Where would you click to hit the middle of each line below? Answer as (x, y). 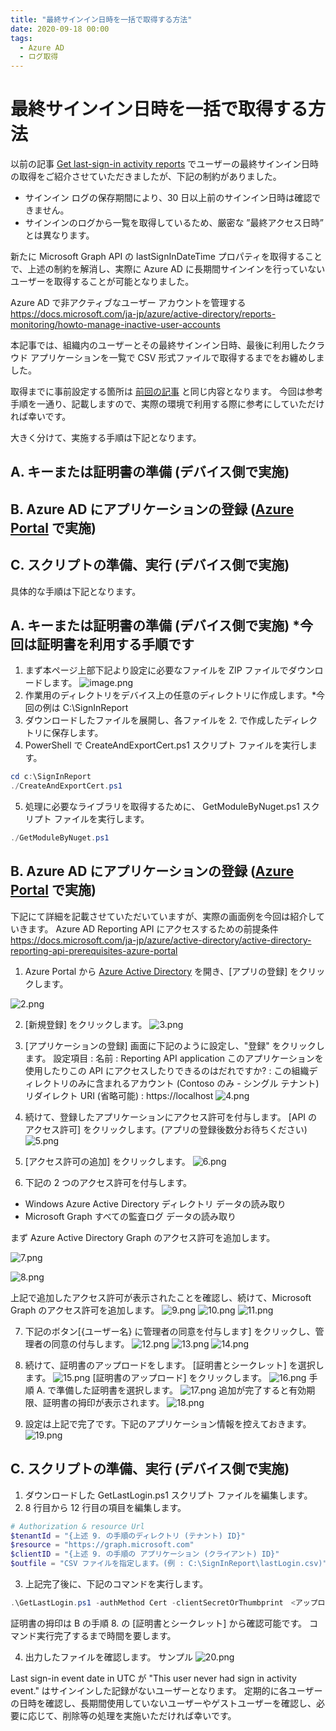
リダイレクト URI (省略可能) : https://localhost (119, 1095)
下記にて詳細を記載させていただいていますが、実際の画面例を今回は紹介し (163, 916)
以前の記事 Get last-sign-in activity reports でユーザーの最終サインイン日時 (165, 164)
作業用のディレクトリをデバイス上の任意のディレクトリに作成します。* (170, 695)
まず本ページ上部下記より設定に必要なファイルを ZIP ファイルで (156, 670)
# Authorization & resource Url (77, 1526)
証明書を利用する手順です (115, 644)
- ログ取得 (39, 57)
